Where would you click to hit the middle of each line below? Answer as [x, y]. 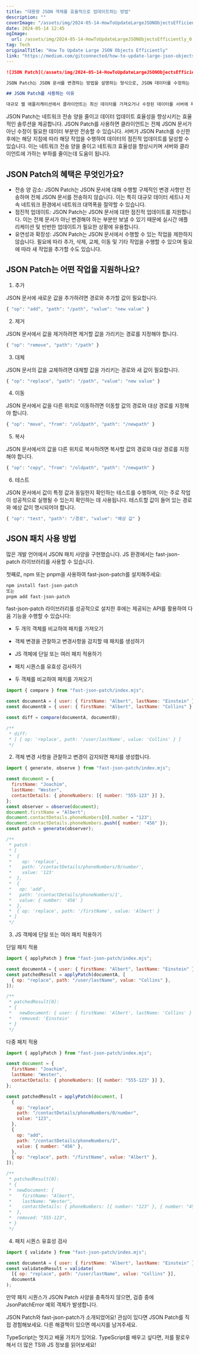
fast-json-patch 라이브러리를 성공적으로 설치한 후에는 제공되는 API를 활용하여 [96, 609]
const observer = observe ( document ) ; [53, 806]
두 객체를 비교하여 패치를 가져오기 [54, 679]
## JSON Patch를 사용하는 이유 [40, 94]
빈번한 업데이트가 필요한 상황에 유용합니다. [91, 227]
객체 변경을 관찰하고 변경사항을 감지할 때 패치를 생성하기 [80, 641]
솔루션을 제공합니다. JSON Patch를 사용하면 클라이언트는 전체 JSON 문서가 [105, 124]
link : [13, 56]
